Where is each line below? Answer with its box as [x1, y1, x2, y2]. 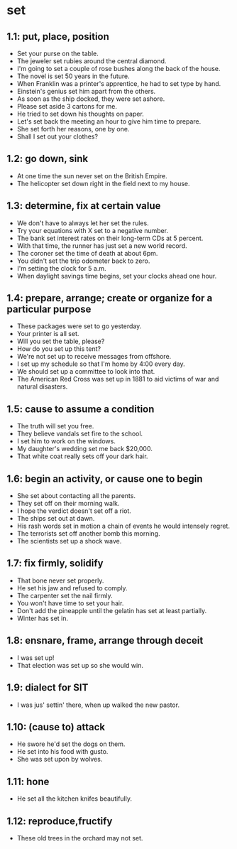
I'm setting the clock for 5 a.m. [16, 264, 107, 272]
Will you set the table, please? [16, 337, 105, 346]
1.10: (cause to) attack [6, 720, 106, 733]
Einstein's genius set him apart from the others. [16, 87, 156, 95]
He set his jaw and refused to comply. [16, 583, 128, 592]
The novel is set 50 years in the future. [16, 72, 131, 80]
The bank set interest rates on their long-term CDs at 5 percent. [16, 234, 204, 242]
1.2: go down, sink [6, 153, 89, 165]
